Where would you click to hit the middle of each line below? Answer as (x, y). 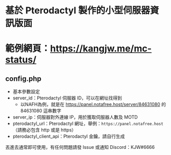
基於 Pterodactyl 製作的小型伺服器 (78, 10)
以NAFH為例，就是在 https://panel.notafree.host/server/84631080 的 (93, 104)
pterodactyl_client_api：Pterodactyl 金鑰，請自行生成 (69, 137)
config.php (24, 79)
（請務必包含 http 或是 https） (45, 130)
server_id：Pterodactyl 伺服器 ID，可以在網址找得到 (67, 98)
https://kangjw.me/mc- (101, 49)
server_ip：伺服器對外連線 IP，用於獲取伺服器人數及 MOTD (75, 117)
